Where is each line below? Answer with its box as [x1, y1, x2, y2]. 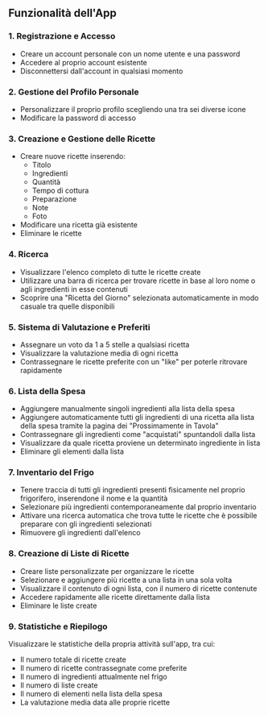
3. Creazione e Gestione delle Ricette [8, 133, 156, 144]
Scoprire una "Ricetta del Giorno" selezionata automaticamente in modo [19, 293, 259, 302]
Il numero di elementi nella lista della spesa [19, 689, 163, 699]
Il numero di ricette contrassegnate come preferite [19, 663, 188, 673]
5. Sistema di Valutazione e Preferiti [8, 322, 150, 333]
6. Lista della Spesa [8, 385, 86, 397]
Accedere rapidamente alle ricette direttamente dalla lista [19, 592, 211, 601]
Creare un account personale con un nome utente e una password [19, 48, 241, 59]
